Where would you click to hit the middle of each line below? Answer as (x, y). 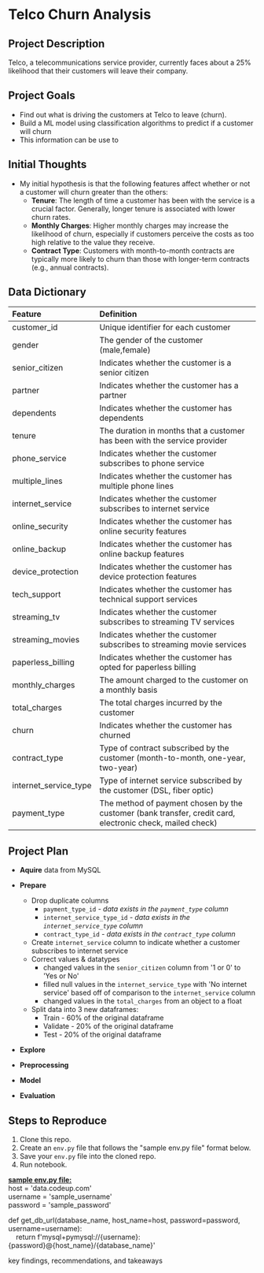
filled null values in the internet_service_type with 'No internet (145, 985)
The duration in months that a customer (172, 431)
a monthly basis (128, 690)
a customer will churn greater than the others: (94, 192)
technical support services (148, 599)
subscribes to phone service (152, 463)
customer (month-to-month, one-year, (172, 758)
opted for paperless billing (148, 668)
